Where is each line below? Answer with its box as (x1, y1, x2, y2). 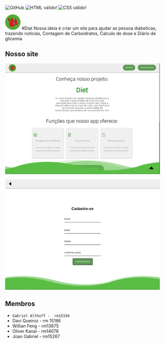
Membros (5, 299, 35, 308)
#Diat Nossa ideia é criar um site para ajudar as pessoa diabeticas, (21, 25, 157, 31)
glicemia (5, 36, 23, 41)
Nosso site (5, 50, 38, 59)
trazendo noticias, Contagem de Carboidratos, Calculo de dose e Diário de (5, 31, 156, 36)
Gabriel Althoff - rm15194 (12, 313, 70, 318)
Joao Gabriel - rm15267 (12, 334, 60, 340)
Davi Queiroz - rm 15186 (12, 318, 61, 324)
